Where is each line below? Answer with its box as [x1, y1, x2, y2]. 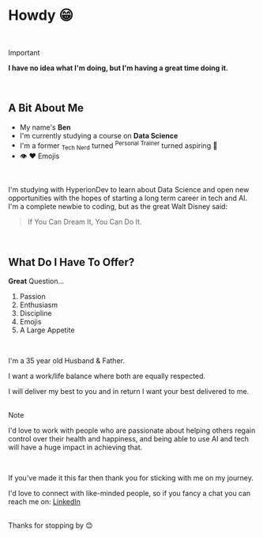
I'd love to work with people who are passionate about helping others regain [8, 426, 256, 435]
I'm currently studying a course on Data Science [19, 131, 178, 140]
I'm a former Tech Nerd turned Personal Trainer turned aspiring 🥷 [19, 139, 218, 152]
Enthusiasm [19, 300, 58, 310]
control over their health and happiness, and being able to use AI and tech [8, 434, 249, 444]
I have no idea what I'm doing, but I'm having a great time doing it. [8, 63, 229, 73]
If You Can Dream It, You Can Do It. [27, 217, 142, 227]
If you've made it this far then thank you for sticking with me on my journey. [8, 473, 254, 483]
